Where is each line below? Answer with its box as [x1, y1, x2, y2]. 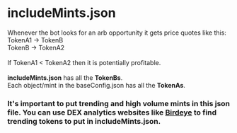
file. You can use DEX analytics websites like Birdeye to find [7, 108, 217, 117]
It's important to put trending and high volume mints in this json [7, 98, 231, 108]
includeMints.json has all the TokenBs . [7, 73, 123, 82]
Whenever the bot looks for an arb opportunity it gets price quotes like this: [7, 28, 226, 37]
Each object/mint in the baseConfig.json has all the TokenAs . [7, 81, 186, 89]
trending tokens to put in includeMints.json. [7, 116, 161, 126]
